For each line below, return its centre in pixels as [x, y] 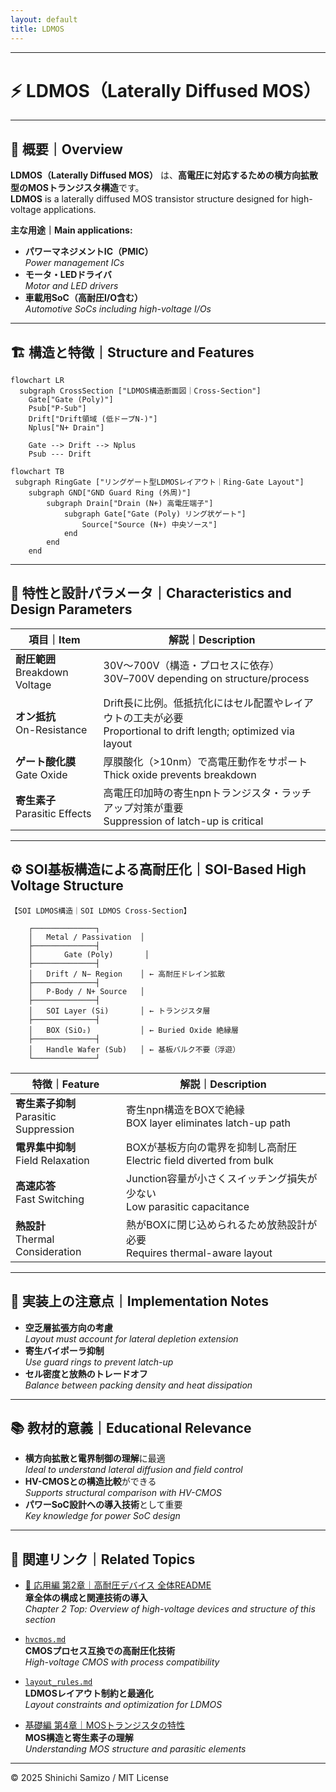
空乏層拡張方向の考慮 [68, 1327]
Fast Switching [50, 1199]
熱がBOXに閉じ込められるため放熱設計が [222, 1224]
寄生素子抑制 [46, 1103]
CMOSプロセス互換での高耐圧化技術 [100, 1651]
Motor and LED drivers [71, 286]
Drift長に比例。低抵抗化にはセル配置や [193, 703]
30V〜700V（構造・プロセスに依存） [191, 665]
